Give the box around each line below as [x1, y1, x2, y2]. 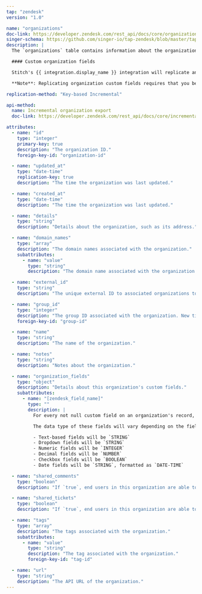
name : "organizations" [6, 25, 63, 31]
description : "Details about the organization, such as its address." [17, 224, 198, 230]
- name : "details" [11, 213, 58, 219]
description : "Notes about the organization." [17, 362, 136, 368]
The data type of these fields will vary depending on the [32, 423, 185, 430]
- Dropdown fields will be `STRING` [32, 440, 125, 446]
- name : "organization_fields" [11, 373, 90, 380]
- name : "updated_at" [11, 163, 66, 169]
